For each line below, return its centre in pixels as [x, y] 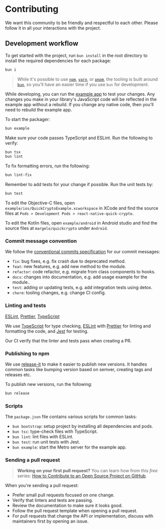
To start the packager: [28, 119]
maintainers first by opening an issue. [50, 521]
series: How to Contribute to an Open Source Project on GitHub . [82, 476]
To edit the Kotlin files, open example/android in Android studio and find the [81, 223]
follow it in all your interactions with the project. [53, 28]
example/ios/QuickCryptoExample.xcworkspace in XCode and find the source [82, 208]
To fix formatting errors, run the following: [48, 166]
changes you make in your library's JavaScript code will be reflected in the [81, 99]
